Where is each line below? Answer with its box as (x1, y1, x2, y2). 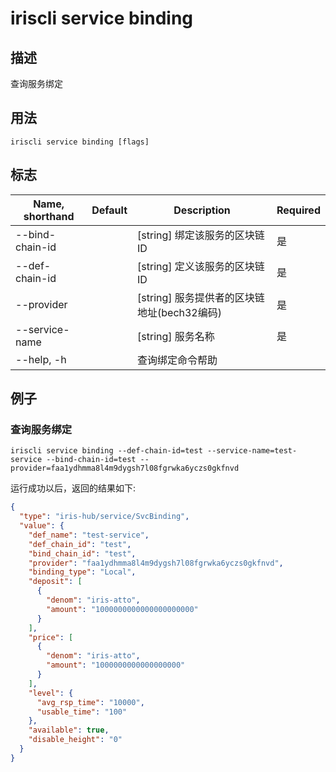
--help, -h (15, 352, 67, 366)
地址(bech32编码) (137, 305, 222, 319)
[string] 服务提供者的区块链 (137, 290, 265, 304)
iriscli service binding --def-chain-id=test (10, 446, 203, 456)
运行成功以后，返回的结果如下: (10, 482, 137, 494)
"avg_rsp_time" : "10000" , (36, 697, 145, 707)
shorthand (23, 209, 75, 223)
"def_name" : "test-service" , (28, 530, 150, 540)
